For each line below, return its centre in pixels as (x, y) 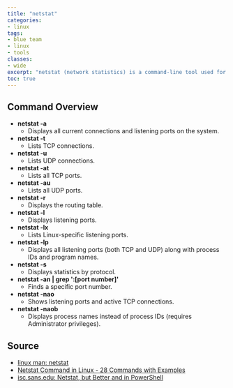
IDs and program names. (63, 257)
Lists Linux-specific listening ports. (78, 235)
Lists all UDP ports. (55, 191)
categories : (24, 20)
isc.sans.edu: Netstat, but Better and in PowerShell (90, 377)
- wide (17, 66)
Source (23, 346)
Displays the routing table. (65, 205)
